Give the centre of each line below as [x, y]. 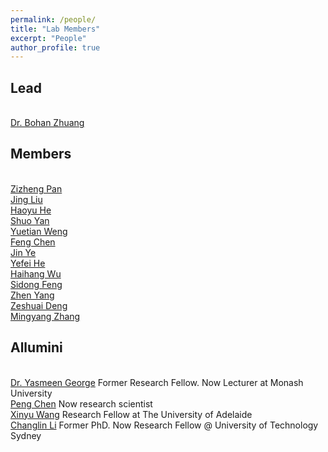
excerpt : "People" [48, 38]
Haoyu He [31, 210]
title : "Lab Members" [55, 29]
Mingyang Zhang [45, 316]
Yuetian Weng [39, 231]
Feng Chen [33, 242]
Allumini [36, 347]
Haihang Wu [36, 273]
